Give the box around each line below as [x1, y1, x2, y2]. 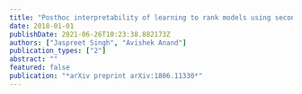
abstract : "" [9, 55, 58, 64]
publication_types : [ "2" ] [9, 47, 106, 56]
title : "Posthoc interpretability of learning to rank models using [9, 13, 271, 22]
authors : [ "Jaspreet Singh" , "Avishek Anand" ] [9, 38, 187, 47]
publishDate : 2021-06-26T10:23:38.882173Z [9, 30, 171, 38]
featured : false [9, 64, 70, 73]
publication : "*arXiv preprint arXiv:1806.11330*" [9, 72, 203, 81]
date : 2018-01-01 [9, 21, 75, 30]
